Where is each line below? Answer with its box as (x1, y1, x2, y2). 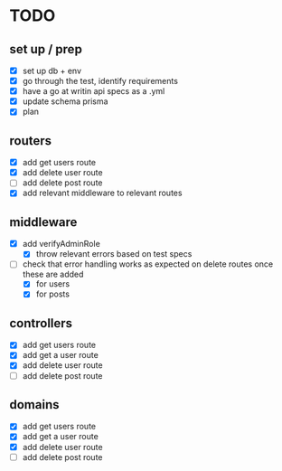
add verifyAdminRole (22, 239, 101, 250)
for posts (35, 288, 70, 299)
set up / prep (9, 42, 83, 57)
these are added (22, 268, 84, 280)
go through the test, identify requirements (22, 76, 179, 87)
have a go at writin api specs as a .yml (22, 86, 165, 97)
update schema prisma (22, 96, 108, 107)
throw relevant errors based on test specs (35, 249, 193, 259)
